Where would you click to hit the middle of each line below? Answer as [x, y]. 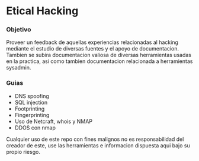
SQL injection [31, 102]
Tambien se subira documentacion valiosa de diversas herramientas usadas [99, 55]
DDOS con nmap [35, 127]
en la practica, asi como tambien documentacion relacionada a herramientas [99, 61]
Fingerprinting [32, 115]
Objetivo [19, 30]
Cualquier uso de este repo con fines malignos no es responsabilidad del [95, 139]
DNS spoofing [32, 96]
